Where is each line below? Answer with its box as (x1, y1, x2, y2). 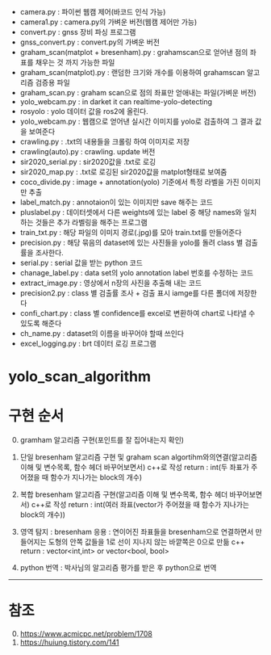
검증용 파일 (35, 78, 70, 87)
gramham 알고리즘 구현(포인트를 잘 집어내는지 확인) (19, 435, 184, 445)
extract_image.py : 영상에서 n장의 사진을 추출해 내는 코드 (19, 278, 202, 288)
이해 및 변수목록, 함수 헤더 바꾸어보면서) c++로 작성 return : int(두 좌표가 (19, 463, 250, 472)
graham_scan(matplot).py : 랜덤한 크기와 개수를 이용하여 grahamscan (19, 68, 245, 77)
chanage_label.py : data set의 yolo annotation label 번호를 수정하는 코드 (19, 268, 254, 277)
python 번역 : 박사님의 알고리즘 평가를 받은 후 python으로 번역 (19, 563, 217, 573)
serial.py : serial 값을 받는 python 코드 (19, 258, 144, 267)
